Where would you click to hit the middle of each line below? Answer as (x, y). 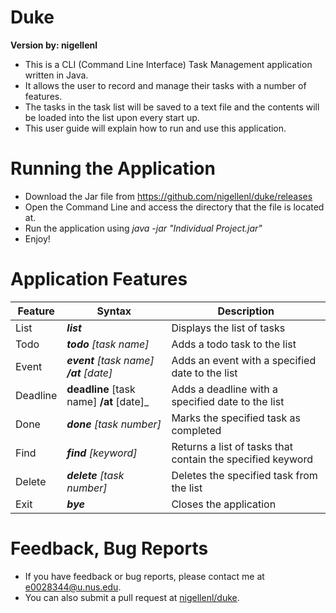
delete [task (95, 475)
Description (246, 311)
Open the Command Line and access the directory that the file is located (174, 207)
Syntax (114, 311)
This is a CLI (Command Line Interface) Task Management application (168, 64)
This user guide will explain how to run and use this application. (155, 128)
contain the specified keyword (242, 459)
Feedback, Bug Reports (109, 548)
